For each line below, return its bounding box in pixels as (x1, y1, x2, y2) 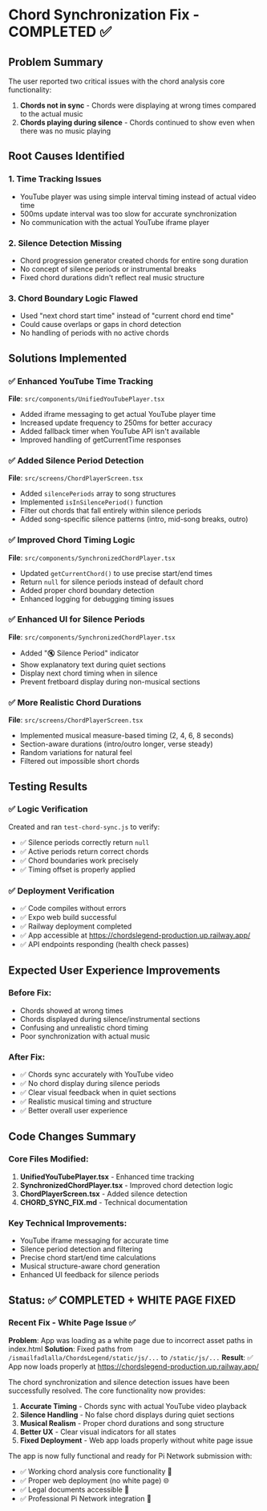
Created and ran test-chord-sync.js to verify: (8, 822, 160, 831)
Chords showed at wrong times (19, 1006, 124, 1015)
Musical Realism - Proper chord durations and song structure (19, 1418, 225, 1427)
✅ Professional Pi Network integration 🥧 (19, 1493, 152, 1503)
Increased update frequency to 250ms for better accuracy (19, 418, 212, 427)
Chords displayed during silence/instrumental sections (19, 1014, 200, 1023)
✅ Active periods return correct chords (19, 846, 149, 856)
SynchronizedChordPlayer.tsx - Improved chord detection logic (19, 1180, 234, 1190)
